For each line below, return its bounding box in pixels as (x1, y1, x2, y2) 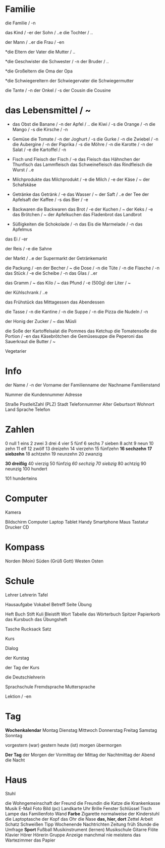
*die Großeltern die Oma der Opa (5, 68, 73, 74)
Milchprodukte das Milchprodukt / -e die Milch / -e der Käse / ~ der (12, 176, 150, 182)
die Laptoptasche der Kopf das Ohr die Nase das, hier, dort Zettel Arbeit (5, 816, 153, 822)
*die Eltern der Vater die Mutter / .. (5, 49, 76, 55)
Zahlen (5, 424, 35, 435)
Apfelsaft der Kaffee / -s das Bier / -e (12, 196, 88, 202)
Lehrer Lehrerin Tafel (5, 592, 48, 598)
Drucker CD (5, 524, 29, 530)
